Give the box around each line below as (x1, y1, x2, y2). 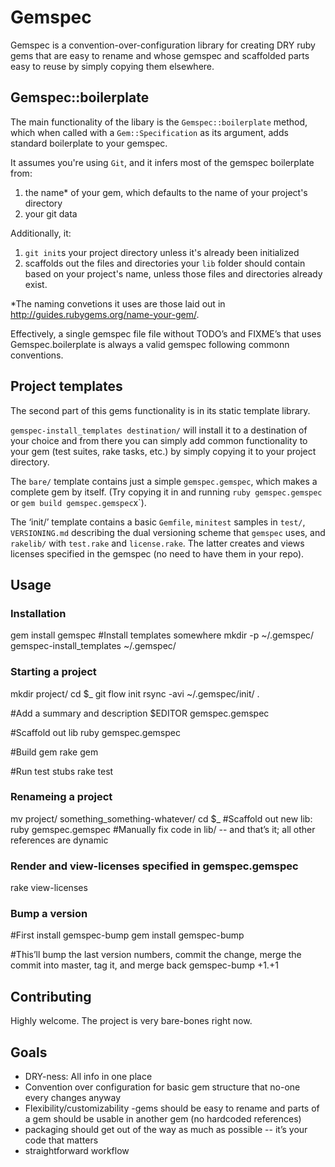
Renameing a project (10, 790, 113, 804)
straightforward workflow (24, 1145, 130, 1157)
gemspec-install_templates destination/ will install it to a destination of (10, 424, 308, 436)
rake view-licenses (10, 882, 88, 894)
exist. (24, 278, 48, 290)
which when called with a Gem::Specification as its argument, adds (10, 126, 289, 138)
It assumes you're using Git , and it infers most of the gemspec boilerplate (10, 156, 315, 168)
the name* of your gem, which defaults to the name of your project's (24, 186, 308, 198)
